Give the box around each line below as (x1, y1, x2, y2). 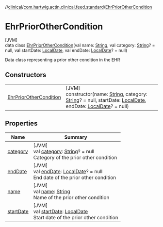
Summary (64, 133, 87, 140)
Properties (5, 119, 38, 128)
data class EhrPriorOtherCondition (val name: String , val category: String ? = (5, 42, 155, 48)
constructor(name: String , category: (65, 91, 147, 97)
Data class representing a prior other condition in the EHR (5, 57, 120, 63)
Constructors (5, 71, 47, 79)
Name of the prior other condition (33, 194, 110, 201)
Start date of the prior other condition (33, 214, 118, 221)
